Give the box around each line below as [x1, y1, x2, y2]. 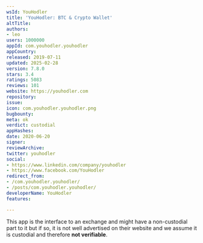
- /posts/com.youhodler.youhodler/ [6, 185, 97, 191]
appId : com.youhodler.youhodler [6, 43, 88, 49]
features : [6, 195, 32, 202]
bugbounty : [6, 111, 34, 117]
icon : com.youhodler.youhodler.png [6, 105, 97, 111]
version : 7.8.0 [6, 65, 45, 72]
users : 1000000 [6, 37, 45, 43]
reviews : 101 [6, 83, 40, 89]
